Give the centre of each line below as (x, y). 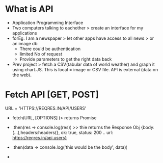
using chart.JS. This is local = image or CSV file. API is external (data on (85, 69)
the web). (22, 75)
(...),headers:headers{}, (36, 132)
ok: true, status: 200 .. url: (87, 132)
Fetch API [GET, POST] (52, 95)
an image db (25, 43)
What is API (29, 9)
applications (25, 33)
